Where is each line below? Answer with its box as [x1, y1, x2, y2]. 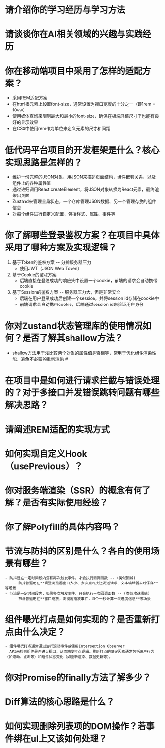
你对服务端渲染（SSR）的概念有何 [5, 485, 142, 496]
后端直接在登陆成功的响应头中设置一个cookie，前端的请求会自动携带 [19, 278, 158, 284]
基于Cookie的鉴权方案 [12, 272, 57, 277]
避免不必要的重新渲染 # [21, 356, 68, 362]
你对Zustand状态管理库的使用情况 [5, 320, 143, 332]
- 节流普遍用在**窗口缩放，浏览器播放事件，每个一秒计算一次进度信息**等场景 [14, 596, 151, 601]
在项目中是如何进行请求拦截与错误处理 [5, 375, 160, 386]
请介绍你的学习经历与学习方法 [5, 4, 126, 16]
